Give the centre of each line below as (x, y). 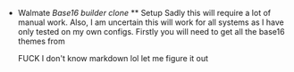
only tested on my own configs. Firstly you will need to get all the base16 (151, 32)
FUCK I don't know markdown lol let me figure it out (113, 58)
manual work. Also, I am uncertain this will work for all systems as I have (151, 22)
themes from (41, 41)
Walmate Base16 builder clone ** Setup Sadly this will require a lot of (144, 13)
